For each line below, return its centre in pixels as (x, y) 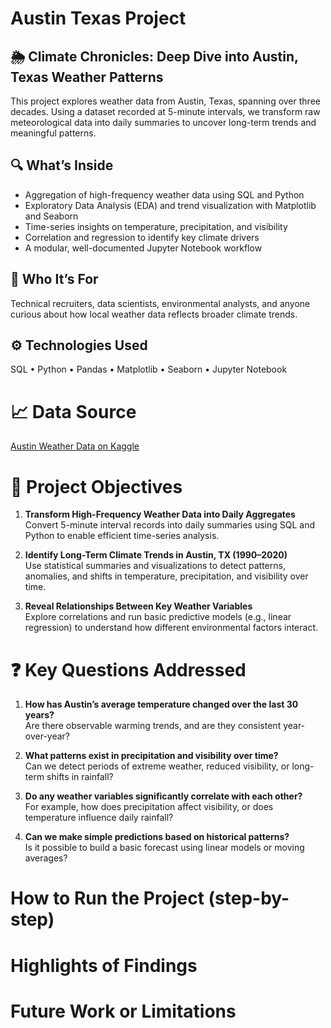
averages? (46, 858)
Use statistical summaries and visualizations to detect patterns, (155, 566)
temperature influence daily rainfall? (99, 818)
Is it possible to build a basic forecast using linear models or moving (164, 848)
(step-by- (249, 898)
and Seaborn (51, 216)
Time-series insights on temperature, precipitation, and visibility (156, 226)
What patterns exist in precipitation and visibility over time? (151, 756)
